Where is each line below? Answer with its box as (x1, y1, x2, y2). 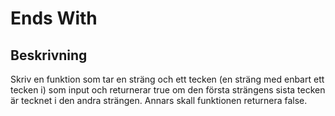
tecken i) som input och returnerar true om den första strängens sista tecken (10, 84, 326, 96)
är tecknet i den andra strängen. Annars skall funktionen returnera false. (10, 95, 308, 106)
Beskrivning (10, 47, 88, 64)
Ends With (10, 7, 98, 30)
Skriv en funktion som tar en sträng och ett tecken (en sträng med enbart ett (10, 73, 325, 85)
